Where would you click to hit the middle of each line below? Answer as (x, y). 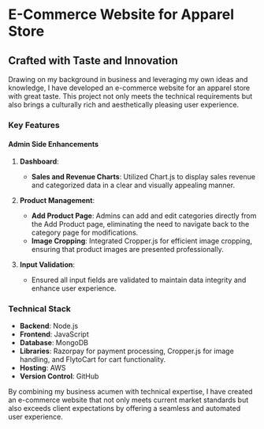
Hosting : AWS (43, 368)
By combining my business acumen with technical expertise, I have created (130, 392)
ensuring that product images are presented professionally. (127, 250)
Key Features (34, 125)
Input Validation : (47, 265)
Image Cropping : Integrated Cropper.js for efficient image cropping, (141, 241)
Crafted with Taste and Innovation (93, 60)
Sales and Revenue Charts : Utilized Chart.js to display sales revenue (143, 177)
